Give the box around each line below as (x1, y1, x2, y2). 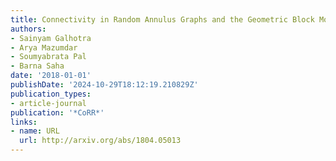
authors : (10, 24, 47, 34)
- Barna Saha (10, 61, 65, 71)
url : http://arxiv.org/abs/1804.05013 (19, 136, 182, 146)
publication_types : (10, 89, 92, 99)
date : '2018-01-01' (10, 71, 92, 81)
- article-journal (10, 98, 87, 108)
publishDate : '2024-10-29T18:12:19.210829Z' (10, 80, 199, 90)
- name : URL (10, 126, 60, 136)
